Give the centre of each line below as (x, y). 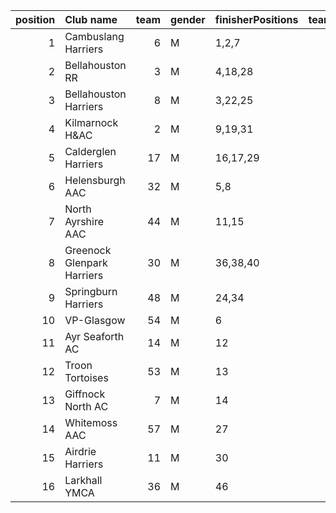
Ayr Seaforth (94, 336)
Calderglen (90, 151)
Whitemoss (91, 422)
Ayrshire (84, 221)
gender (188, 19)
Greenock (88, 250)
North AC (86, 406)
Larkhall (83, 480)
